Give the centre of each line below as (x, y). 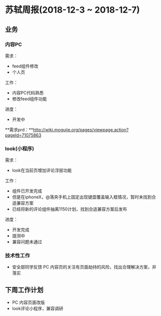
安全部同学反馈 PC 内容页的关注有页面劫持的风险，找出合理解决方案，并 (84, 267)
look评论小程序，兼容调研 (38, 309)
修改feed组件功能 (29, 99)
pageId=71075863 (23, 135)
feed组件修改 (25, 66)
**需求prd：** (19, 129)
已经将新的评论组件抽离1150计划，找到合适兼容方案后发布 (70, 209)
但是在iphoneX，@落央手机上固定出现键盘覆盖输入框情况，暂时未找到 (82, 197)
